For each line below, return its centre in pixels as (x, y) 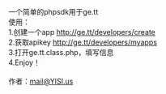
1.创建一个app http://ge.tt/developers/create (82, 32)
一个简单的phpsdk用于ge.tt (53, 12)
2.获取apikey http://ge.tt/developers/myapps (83, 42)
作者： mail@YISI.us (41, 81)
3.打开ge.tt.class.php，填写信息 (61, 52)
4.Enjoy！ (24, 62)
